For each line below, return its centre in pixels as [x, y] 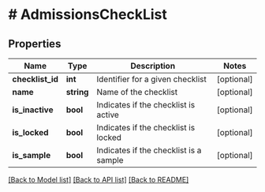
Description [153, 66]
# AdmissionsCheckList [88, 15]
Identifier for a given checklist [152, 79]
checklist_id [35, 79]
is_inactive [33, 110]
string [77, 92]
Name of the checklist [137, 92]
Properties [35, 44]
